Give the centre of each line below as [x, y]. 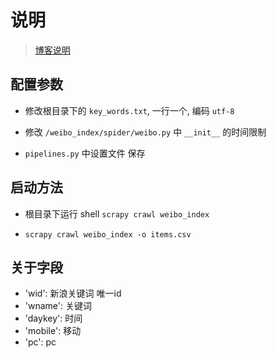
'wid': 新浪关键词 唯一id [73, 293]
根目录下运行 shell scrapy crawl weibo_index [117, 213]
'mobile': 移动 [53, 331]
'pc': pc [40, 342]
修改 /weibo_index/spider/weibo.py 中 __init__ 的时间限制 [145, 132]
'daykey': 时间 [53, 318]
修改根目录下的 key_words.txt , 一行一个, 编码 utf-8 [129, 110]
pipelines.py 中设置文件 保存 [85, 153]
